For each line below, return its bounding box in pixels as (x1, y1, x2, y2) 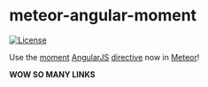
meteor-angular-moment (9, 5, 197, 26)
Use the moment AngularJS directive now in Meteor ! (9, 51, 200, 62)
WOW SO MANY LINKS (9, 68, 96, 80)
